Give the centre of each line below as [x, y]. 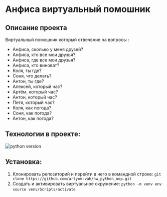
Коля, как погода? [32, 108]
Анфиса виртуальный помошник [78, 9]
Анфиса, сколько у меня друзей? [48, 49]
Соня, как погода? [32, 113]
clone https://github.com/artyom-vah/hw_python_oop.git [72, 178]
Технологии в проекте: [43, 134]
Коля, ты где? [27, 70]
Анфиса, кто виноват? [36, 65]
